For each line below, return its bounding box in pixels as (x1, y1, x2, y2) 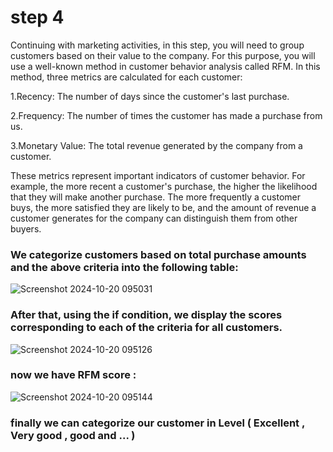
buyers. (10, 222, 42, 235)
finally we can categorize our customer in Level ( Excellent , (10, 416, 305, 430)
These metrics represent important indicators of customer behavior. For (10, 169, 306, 181)
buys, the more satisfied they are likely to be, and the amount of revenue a (10, 201, 317, 213)
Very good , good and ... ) (10, 428, 136, 442)
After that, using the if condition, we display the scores (10, 308, 283, 322)
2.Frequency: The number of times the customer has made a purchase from (10, 109, 323, 121)
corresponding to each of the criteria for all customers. (10, 321, 283, 335)
